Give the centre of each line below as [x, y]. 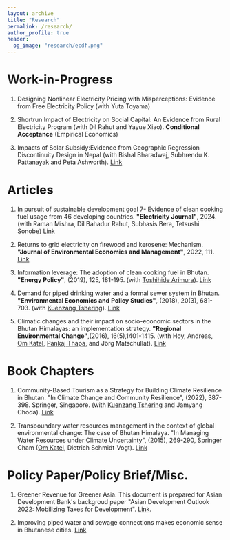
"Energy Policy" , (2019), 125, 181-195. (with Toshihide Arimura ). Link [114, 279]
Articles [30, 190]
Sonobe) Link [36, 231]
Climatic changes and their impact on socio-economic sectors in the [114, 321]
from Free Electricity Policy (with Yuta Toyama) [84, 106]
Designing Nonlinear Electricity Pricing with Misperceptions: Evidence [116, 99]
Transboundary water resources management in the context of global [116, 426]
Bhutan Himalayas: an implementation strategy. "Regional [99, 328]
